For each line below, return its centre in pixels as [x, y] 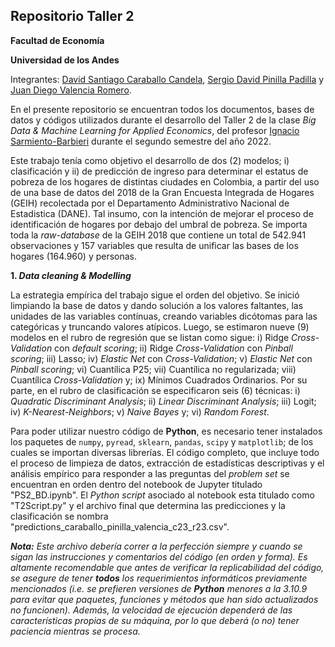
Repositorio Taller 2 [72, 16]
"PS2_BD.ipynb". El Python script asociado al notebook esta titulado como [162, 495]
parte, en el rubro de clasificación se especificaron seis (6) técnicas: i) [155, 390]
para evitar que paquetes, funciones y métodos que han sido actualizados [164, 599]
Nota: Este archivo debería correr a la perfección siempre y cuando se [156, 546]
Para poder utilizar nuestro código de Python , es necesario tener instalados [166, 431]
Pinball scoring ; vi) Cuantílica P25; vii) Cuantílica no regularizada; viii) [153, 369]
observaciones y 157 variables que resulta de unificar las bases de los [154, 245]
